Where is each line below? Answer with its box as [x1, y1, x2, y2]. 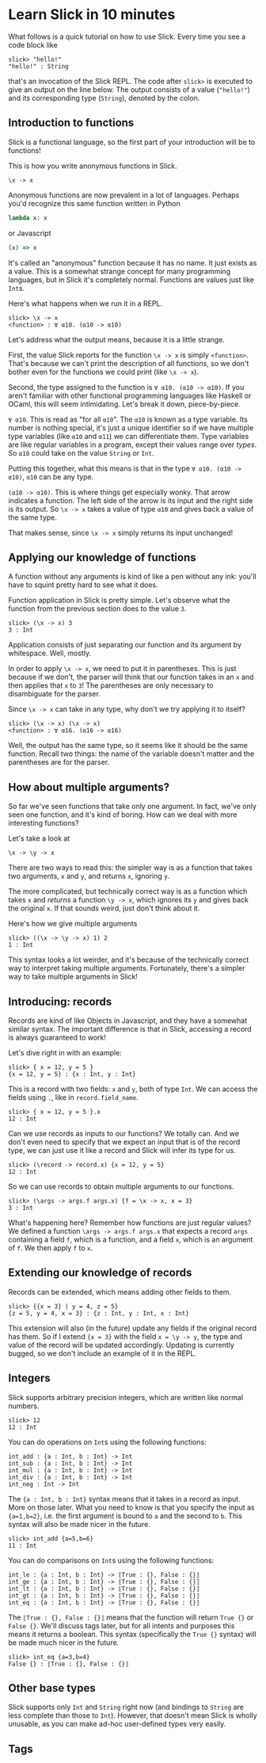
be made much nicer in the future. [8, 1638, 120, 1647]
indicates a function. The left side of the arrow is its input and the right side [8, 495, 253, 505]
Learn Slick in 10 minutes [8, 6, 176, 24]
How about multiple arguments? [8, 780, 170, 794]
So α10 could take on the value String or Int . [8, 448, 154, 457]
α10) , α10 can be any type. [8, 471, 94, 481]
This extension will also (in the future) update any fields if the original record [8, 1323, 257, 1333]
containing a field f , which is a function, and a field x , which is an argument [8, 1234, 253, 1244]
